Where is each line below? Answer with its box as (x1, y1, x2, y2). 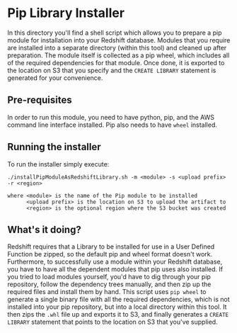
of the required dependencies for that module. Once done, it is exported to (7, 58, 225, 67)
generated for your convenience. (7, 73, 103, 82)
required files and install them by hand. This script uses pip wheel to (7, 288, 207, 296)
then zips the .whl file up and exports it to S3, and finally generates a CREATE (7, 310, 229, 319)
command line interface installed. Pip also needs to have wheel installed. (7, 120, 218, 129)
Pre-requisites (7, 94, 72, 106)
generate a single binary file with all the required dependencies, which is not (7, 295, 230, 304)
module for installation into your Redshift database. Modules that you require (7, 35, 231, 44)
